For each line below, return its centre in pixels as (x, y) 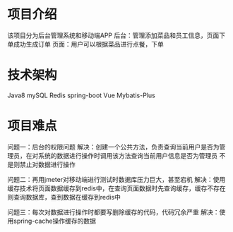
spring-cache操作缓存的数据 (55, 221)
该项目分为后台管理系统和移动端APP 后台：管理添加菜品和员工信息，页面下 (116, 35)
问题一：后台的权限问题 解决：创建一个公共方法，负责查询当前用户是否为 (113, 147)
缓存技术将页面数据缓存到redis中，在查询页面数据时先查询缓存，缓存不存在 (116, 188)
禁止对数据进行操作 (47, 164)
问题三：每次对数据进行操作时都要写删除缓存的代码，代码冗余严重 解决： (113, 212)
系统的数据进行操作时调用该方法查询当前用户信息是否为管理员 (127, 155)
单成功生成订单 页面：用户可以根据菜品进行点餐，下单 (85, 44)
